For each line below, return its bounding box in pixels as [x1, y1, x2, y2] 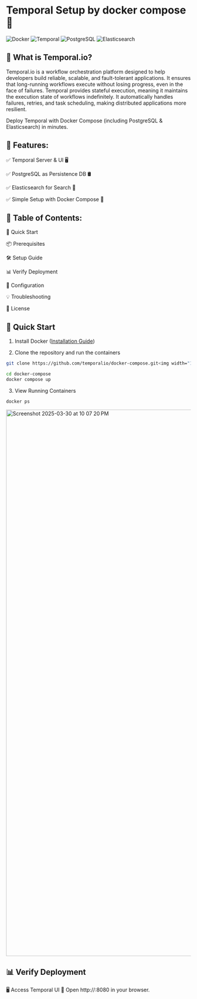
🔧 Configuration [6, 282, 45, 289]
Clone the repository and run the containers [14, 349, 121, 356]
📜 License [6, 305, 30, 312]
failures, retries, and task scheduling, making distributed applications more [6, 99, 186, 106]
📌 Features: [6, 141, 49, 151]
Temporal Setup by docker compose [6, 4, 186, 17]
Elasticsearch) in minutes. [6, 123, 69, 130]
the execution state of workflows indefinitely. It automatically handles [6, 93, 174, 100]
